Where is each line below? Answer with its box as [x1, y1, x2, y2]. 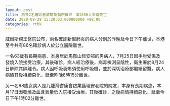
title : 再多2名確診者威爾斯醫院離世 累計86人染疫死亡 [5, 12, 107, 17]
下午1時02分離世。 [9, 95, 49, 101]
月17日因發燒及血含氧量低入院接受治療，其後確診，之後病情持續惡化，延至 [5, 89, 160, 95]
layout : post [5, 7, 33, 13]
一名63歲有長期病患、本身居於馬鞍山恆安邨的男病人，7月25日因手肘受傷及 [5, 53, 161, 59]
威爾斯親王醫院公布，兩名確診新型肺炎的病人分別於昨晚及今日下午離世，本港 [5, 36, 165, 42]
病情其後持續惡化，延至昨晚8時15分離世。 [5, 72, 93, 78]
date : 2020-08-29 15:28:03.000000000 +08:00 [5, 17, 101, 22]
